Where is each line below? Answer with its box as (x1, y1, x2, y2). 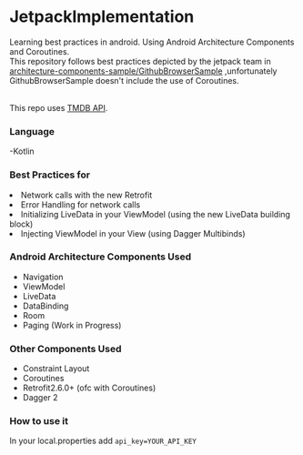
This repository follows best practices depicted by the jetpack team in (9, 56, 271, 66)
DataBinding (22, 300, 69, 311)
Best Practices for (9, 168, 91, 181)
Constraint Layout (22, 363, 90, 374)
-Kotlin (9, 146, 35, 157)
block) (9, 218, 34, 229)
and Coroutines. (9, 45, 70, 56)
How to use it (9, 415, 68, 428)
